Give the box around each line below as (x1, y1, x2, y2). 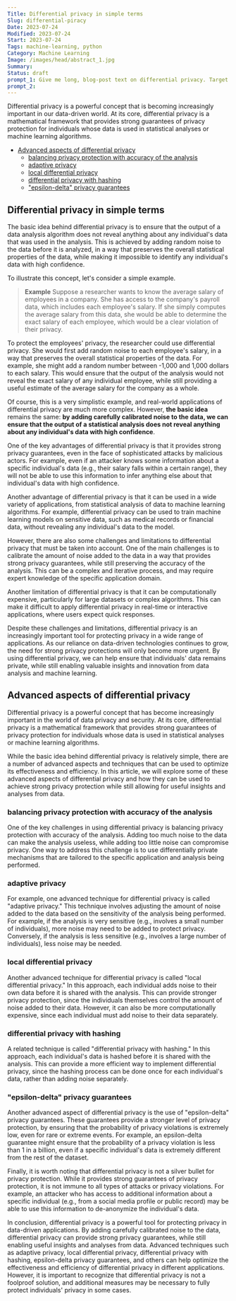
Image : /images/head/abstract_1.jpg (7, 57, 115, 64)
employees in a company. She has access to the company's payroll (24, 295, 220, 304)
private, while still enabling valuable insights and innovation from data (7, 662, 209, 670)
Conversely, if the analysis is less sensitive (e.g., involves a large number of (7, 932, 227, 940)
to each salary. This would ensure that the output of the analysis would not (7, 369, 224, 378)
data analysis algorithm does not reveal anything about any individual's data (7, 231, 228, 239)
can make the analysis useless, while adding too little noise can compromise (7, 839, 229, 847)
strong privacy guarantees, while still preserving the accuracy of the (7, 559, 206, 568)
